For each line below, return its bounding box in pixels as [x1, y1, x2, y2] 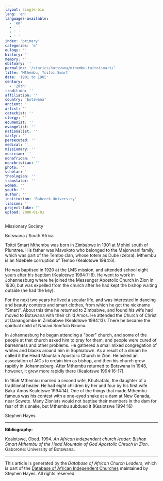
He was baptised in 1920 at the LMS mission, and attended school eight [5, 267, 148, 273]
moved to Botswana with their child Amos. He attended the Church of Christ [5, 312, 157, 318]
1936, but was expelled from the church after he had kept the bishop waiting [5, 282, 158, 288]
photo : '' [5, 165, 25, 170]
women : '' [5, 183, 25, 188]
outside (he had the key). [5, 288, 55, 293]
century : [5, 79, 23, 84]
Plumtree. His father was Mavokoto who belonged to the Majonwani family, [5, 247, 155, 253]
